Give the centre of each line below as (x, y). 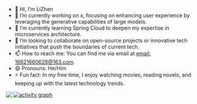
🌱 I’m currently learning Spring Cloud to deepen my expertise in (92, 28)
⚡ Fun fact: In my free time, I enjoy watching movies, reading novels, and (103, 75)
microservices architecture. (48, 34)
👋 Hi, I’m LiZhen (34, 9)
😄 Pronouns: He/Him (40, 68)
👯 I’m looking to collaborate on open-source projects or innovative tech (101, 40)
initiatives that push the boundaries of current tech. (77, 47)
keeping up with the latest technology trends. (70, 83)
